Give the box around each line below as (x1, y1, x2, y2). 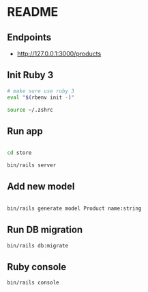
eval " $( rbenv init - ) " (7, 94, 75, 101)
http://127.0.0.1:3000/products (16, 49, 102, 58)
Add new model (7, 181, 75, 193)
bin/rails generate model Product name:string (7, 205, 142, 212)
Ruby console (7, 261, 67, 273)
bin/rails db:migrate (7, 242, 69, 249)
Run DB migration (7, 224, 83, 236)
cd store (7, 149, 32, 156)
